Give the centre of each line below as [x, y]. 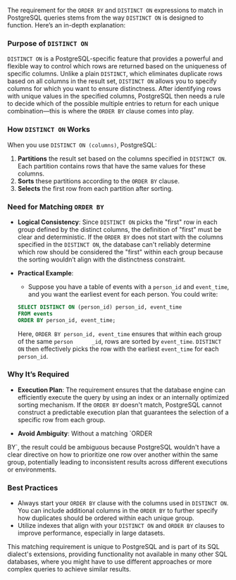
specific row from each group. [61, 419]
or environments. [32, 469]
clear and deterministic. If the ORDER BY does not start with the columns [120, 237]
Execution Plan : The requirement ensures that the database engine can [121, 390]
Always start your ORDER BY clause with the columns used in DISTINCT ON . [123, 503]
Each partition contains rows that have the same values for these [112, 166]
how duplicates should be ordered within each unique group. [106, 518]
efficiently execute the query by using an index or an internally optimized [123, 397]
